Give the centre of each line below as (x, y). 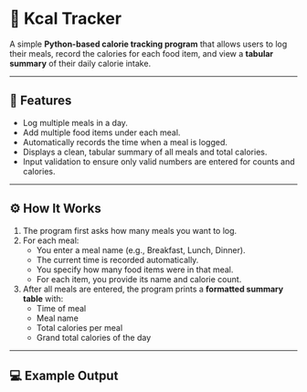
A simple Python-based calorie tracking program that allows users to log (148, 44)
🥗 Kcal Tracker (65, 19)
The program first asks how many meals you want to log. (130, 230)
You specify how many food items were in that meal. (135, 270)
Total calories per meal (79, 327)
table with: (43, 298)
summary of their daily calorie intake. (80, 63)
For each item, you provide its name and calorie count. (139, 279)
